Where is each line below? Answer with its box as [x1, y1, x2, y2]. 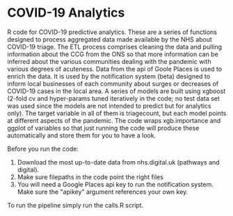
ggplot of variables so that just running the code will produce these [7, 124, 200, 132]
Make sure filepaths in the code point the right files [17, 172, 163, 181]
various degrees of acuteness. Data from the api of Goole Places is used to [7, 65, 223, 73]
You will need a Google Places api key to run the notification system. [17, 180, 214, 188]
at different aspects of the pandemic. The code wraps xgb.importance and [7, 116, 221, 124]
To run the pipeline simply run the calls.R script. [7, 201, 144, 209]
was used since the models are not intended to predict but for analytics [7, 101, 211, 110]
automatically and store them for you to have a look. [7, 131, 156, 140]
